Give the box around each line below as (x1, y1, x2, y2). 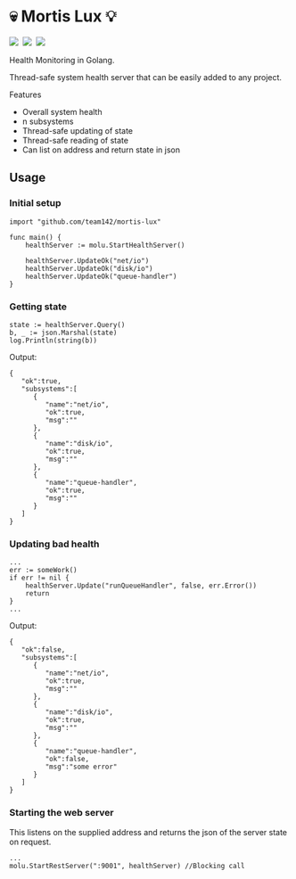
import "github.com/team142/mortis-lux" (9, 217, 162, 226)
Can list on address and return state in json (21, 144, 181, 155)
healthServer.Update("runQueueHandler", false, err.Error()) (25, 581, 257, 590)
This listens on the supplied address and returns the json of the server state (9, 826, 288, 837)
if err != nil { (9, 573, 70, 583)
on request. (9, 836, 52, 847)
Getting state (9, 300, 67, 313)
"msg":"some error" (45, 762, 118, 772)
